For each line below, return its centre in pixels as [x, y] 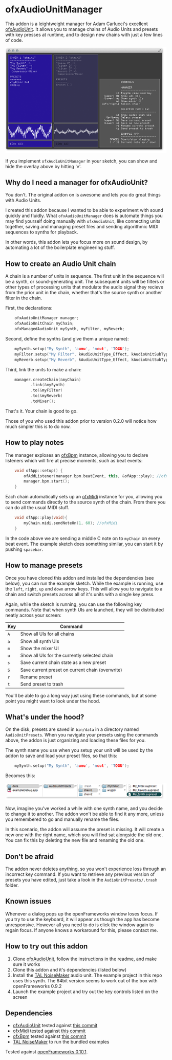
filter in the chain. [24, 298]
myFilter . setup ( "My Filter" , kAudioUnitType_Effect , [72, 354]
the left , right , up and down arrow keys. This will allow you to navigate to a [84, 589]
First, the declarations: [29, 308]
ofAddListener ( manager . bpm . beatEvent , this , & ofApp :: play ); [89, 476]
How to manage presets [44, 565]
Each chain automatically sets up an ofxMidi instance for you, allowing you [84, 497]
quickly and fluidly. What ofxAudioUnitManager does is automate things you [84, 216]
